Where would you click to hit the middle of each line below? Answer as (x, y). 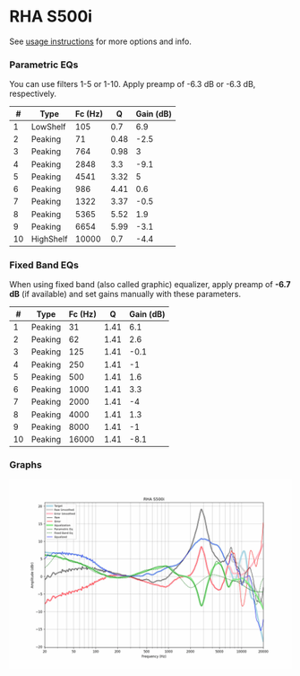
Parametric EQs (44, 65)
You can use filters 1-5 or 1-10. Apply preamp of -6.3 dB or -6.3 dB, (133, 84)
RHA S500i (51, 17)
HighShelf (49, 239)
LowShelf (48, 127)
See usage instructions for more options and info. (101, 41)
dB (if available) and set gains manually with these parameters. (125, 294)
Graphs (26, 465)
